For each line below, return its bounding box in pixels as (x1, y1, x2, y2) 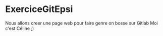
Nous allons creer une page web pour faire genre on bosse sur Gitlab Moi (5, 20, 158, 26)
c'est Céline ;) (5, 25, 34, 31)
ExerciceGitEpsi (5, 3, 73, 15)
